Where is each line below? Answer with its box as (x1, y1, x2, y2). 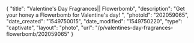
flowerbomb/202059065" (6, 30, 70, 38)
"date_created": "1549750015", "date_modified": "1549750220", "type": (6, 18, 183, 24)
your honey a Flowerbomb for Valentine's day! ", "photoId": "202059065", (6, 11, 189, 19)
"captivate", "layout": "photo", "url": (6, 24, 94, 31)
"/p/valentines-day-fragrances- (95, 24, 174, 31)
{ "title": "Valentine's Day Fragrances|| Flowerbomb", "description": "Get (6, 5, 185, 12)
